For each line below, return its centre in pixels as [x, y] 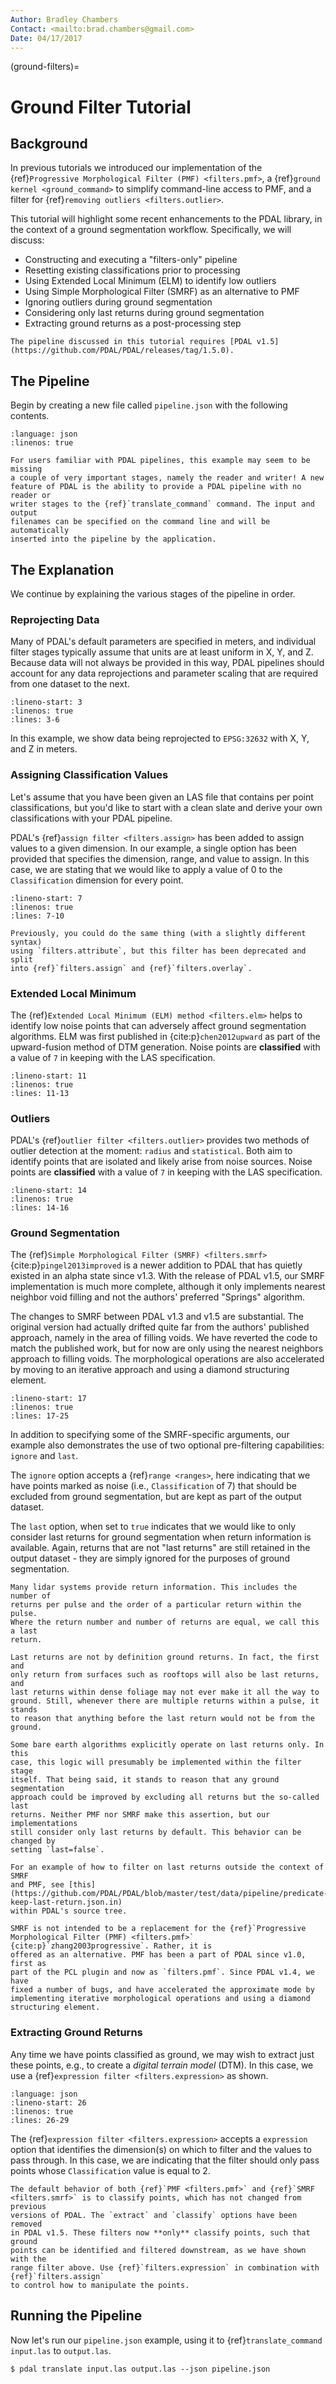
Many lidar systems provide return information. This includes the [154, 1587]
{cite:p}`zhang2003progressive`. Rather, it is [111, 1946]
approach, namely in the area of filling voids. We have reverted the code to [164, 1338]
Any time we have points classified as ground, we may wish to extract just [162, 2054]
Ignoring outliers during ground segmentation [118, 302]
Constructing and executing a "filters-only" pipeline [131, 260]
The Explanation [62, 569]
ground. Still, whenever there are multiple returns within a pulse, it [165, 1701]
